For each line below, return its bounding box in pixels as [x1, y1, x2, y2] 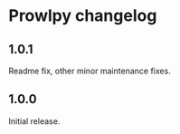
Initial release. [8, 115, 61, 127]
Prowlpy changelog [8, 5, 157, 26]
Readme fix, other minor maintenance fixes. [8, 65, 171, 76]
